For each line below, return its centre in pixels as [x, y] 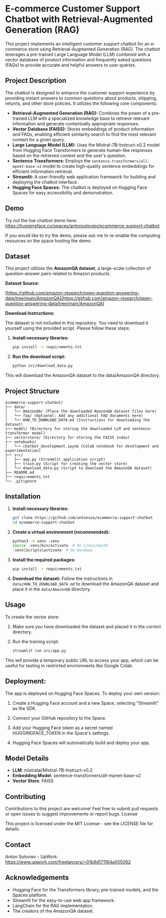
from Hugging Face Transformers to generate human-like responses [82, 150]
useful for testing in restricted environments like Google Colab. [69, 665]
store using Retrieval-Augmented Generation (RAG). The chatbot [94, 49]
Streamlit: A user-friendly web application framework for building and [84, 177]
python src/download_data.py [42, 366]
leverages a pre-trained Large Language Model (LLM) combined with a [78, 54]
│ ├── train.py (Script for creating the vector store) [66, 463]
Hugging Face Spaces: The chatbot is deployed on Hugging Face [80, 187]
